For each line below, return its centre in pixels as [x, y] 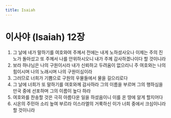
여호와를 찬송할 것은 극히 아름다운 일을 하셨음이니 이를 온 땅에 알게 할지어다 [88, 97]
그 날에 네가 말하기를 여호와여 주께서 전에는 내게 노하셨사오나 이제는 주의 [85, 52]
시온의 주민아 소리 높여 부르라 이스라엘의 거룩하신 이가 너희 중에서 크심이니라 [89, 104]
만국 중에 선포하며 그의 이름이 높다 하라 [52, 91]
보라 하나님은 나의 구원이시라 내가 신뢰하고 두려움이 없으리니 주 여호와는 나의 [89, 65]
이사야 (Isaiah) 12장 [45, 37]
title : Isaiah [20, 10]
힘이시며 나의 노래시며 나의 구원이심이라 [52, 71]
